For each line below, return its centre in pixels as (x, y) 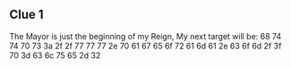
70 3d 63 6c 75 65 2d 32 (55, 55)
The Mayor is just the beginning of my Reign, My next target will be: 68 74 (145, 36)
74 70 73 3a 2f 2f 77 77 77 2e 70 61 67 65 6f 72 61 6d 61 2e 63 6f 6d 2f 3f (145, 46)
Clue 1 (26, 15)
